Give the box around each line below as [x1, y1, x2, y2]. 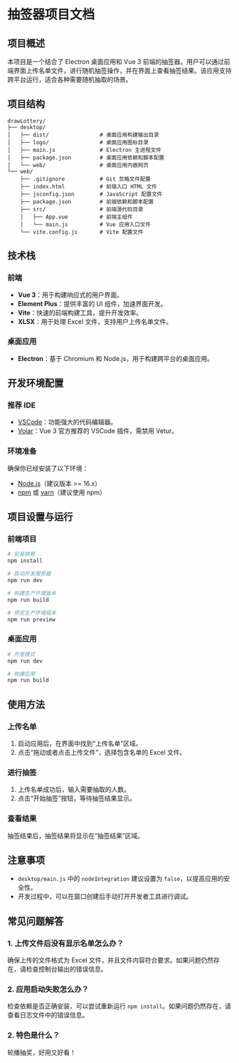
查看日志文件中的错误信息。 [7, 1011, 89, 1019]
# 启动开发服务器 [7, 570, 51, 578]
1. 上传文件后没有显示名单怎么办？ [7, 938, 124, 948]
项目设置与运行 [7, 511, 73, 523]
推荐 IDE [7, 400, 36, 410]
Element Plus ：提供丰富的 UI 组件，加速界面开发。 [17, 299, 167, 307]
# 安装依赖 [7, 551, 36, 558]
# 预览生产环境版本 [7, 609, 57, 616]
